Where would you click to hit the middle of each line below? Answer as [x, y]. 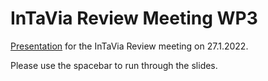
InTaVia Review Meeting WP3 [134, 18]
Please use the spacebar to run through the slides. [114, 65]
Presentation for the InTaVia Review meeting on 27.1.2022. [129, 46]
